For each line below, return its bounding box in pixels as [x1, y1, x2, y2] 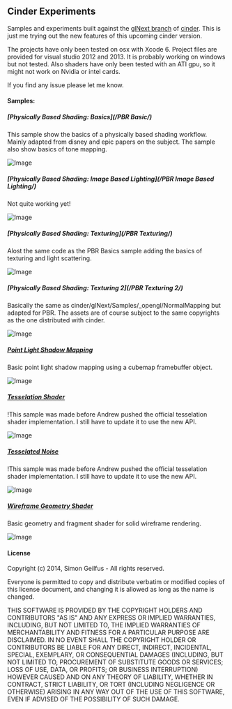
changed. [7, 592, 35, 601]
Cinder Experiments [7, 6, 96, 17]
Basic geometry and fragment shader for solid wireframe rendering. [7, 519, 202, 528]
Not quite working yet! [7, 200, 71, 208]
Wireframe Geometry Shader [7, 502, 93, 510]
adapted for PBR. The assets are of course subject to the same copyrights [7, 308, 220, 317]
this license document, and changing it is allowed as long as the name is [7, 585, 215, 594]
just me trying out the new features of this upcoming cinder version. [7, 31, 202, 40]
